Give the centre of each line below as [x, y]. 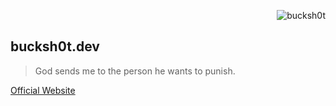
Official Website [43, 90]
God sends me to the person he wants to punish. [135, 71]
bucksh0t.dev [55, 46]
